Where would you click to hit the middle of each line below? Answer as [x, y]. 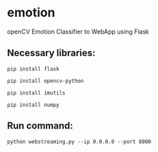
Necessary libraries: [51, 53]
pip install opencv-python [45, 81]
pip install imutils [37, 93]
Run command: [40, 126]
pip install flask [33, 69]
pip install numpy [33, 105]
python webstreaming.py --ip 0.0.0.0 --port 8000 [79, 142]
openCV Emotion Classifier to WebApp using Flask [78, 31]
